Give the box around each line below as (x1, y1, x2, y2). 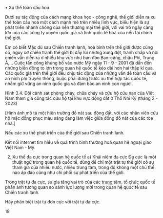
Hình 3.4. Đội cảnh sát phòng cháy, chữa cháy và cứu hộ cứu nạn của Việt (5, 90, 154, 96)
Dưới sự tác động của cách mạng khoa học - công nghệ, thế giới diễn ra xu (5, 14, 156, 20)
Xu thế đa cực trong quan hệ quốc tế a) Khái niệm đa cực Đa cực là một (12, 154, 157, 160)
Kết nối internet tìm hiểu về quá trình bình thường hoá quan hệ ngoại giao (5, 139, 152, 145)
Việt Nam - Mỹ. (5, 145, 36, 150)
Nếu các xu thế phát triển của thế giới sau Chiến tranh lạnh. (5, 130, 125, 135)
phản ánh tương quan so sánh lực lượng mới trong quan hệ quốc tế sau (5, 184, 147, 190)
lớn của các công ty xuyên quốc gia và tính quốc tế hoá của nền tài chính (5, 30, 152, 35)
